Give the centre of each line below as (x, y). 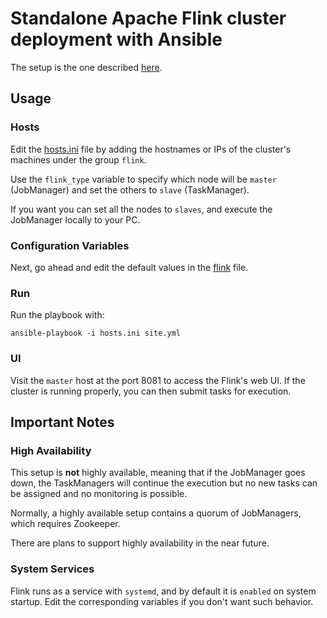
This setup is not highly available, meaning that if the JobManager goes (158, 473)
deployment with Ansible (116, 39)
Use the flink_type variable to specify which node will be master (143, 179)
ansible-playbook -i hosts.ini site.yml (96, 333)
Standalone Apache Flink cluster (148, 18)
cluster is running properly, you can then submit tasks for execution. (151, 391)
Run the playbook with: (57, 315)
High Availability (51, 450)
